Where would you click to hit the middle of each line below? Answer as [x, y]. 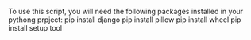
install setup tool [35, 28]
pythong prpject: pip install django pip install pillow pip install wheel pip [125, 20]
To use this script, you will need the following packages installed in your [126, 11]
